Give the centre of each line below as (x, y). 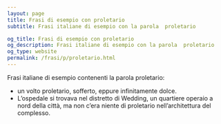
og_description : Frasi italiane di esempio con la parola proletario (111, 45)
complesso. (33, 113)
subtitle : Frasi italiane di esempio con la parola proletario (102, 26)
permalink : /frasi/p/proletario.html (61, 58)
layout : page (26, 13)
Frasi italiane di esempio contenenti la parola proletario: (86, 77)
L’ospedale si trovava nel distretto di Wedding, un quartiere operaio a (115, 98)
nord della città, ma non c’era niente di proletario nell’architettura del (114, 105)
